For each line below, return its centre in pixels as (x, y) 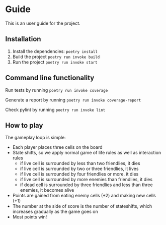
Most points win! (30, 217)
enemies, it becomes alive (47, 190)
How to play (24, 125)
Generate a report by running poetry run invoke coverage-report (73, 100)
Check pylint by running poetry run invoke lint (55, 109)
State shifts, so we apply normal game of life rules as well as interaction (87, 153)
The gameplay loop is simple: (36, 138)
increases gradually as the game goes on (55, 212)
